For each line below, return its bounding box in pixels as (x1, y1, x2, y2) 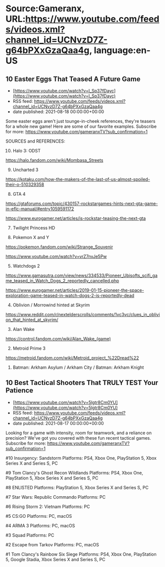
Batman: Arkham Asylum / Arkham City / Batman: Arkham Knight (12, 364, 144, 370)
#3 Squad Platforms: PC (5, 532, 55, 538)
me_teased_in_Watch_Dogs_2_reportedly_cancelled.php (5, 278, 120, 283)
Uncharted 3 (12, 167, 38, 173)
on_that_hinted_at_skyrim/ (5, 317, 59, 323)
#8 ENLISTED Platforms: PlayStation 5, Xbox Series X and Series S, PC (5, 484, 149, 490)
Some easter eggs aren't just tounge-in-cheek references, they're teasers (5, 119, 156, 124)
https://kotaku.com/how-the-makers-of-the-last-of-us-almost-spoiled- (5, 177, 150, 182)
